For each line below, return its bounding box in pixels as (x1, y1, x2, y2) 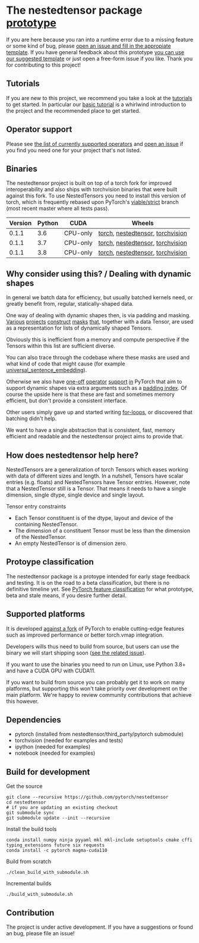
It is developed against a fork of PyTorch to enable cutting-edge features (6, 625, 184, 632)
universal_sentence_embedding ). (6, 367, 87, 374)
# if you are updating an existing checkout (6, 805, 118, 811)
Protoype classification (6, 557, 94, 567)
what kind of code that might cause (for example (6, 360, 125, 367)
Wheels (131, 219, 154, 227)
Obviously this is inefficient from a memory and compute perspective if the (6, 336, 189, 343)
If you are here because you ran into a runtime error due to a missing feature (6, 36, 194, 43)
